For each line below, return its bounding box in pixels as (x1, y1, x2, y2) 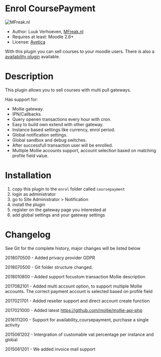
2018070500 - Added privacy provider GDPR (5, 255, 95, 261)
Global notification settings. (12, 132, 68, 137)
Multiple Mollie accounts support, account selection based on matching (12, 147, 156, 153)
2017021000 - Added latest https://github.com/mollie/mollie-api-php (5, 307, 142, 313)
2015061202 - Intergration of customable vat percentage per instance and (5, 331, 154, 337)
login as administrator (12, 191, 56, 197)
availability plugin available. (5, 53, 60, 59)
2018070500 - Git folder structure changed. (5, 264, 93, 270)
